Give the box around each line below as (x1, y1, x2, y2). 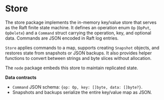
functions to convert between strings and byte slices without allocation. (5, 55, 152, 61)
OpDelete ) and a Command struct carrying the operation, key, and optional (5, 30, 152, 36)
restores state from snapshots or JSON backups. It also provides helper (5, 50, 152, 56)
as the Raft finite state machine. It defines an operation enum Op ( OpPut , (5, 24, 151, 30)
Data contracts (5, 74, 37, 80)
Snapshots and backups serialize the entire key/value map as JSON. (12, 89, 153, 95)
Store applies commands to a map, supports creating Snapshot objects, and (5, 45, 160, 50)
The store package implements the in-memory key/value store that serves (5, 19, 157, 25)
